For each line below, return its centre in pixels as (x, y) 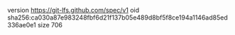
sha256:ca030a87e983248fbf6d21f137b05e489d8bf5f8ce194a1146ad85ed (118, 17)
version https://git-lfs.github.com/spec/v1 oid (73, 10)
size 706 (50, 25)
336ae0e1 (22, 25)
